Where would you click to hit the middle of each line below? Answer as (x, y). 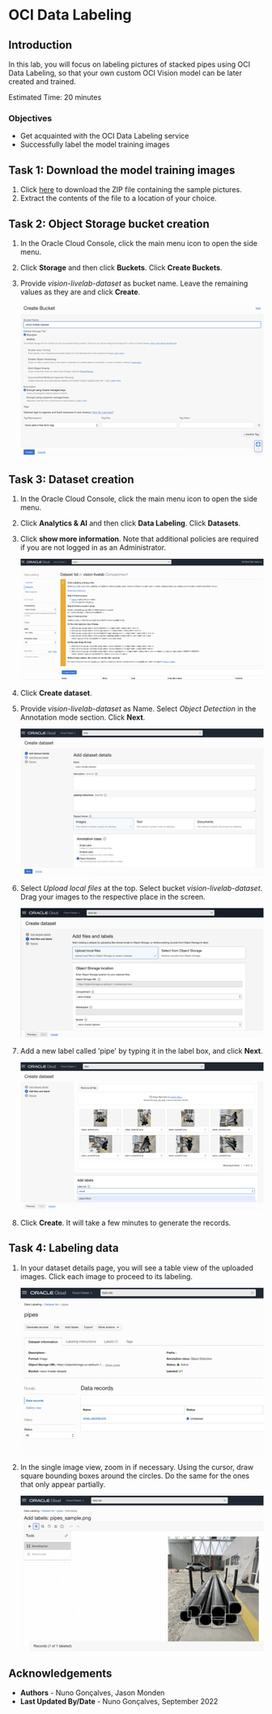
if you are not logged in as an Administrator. (93, 548)
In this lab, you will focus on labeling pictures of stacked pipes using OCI (130, 64)
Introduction (40, 45)
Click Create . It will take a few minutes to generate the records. (125, 1222)
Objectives (30, 118)
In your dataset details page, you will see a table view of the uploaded (136, 1268)
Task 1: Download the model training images (122, 170)
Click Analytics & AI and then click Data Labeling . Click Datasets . (130, 523)
